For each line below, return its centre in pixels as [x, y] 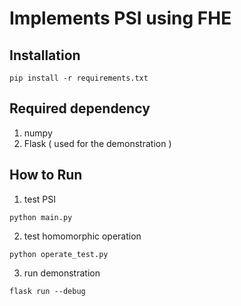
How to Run [46, 175]
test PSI [39, 199]
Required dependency [80, 108]
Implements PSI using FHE [120, 18]
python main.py [41, 217]
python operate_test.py [59, 254]
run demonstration [62, 273]
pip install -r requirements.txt [79, 78]
